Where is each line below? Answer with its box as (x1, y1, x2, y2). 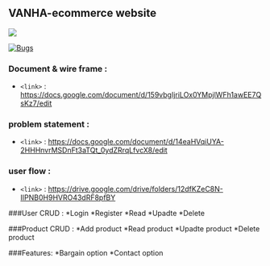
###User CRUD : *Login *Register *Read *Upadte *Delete (8, 208, 206, 218)
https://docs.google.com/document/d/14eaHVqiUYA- (48, 137, 224, 147)
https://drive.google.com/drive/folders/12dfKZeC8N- (48, 184, 224, 193)
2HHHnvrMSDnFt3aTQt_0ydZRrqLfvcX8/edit (19, 145, 168, 156)
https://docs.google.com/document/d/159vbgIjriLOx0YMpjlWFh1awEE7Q (19, 90, 262, 100)
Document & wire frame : (8, 63, 107, 74)
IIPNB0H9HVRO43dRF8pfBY (19, 193, 116, 202)
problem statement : (8, 118, 90, 130)
